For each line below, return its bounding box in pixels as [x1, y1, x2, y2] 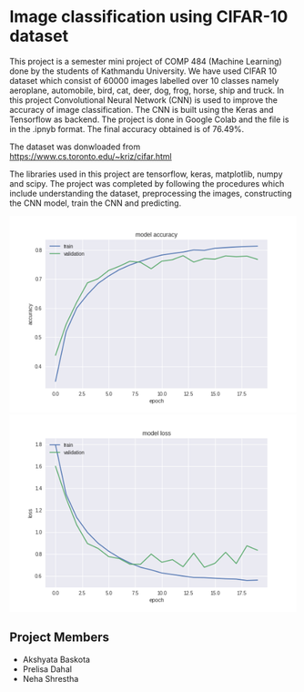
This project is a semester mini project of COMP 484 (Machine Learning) [9, 56, 282, 66]
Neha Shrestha [22, 673, 79, 684]
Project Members [9, 630, 110, 646]
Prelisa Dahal [22, 663, 73, 675]
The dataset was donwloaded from [9, 141, 141, 152]
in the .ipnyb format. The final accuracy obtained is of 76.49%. [9, 123, 245, 134]
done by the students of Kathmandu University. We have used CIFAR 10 [9, 66, 278, 76]
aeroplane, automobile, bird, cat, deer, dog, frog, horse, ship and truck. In [9, 85, 285, 96]
